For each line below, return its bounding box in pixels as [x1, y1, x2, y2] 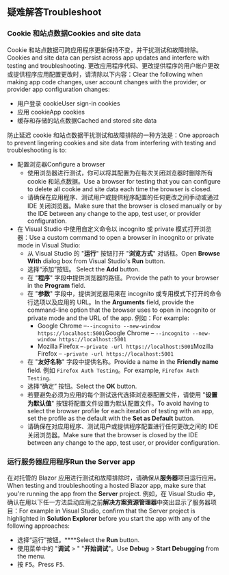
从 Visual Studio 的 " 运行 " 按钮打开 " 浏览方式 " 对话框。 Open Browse [27, 249, 221, 257]
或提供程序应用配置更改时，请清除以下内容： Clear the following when [7, 70, 203, 78]
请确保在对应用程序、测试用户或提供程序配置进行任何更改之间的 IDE [27, 422, 219, 430]
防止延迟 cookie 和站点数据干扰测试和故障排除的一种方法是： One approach [7, 131, 219, 139]
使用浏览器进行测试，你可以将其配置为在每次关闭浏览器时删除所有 [27, 169, 213, 177]
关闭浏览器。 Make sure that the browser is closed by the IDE [27, 430, 198, 439]
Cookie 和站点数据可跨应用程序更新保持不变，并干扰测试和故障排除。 [7, 45, 203, 53]
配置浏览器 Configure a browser [16, 160, 106, 168]
